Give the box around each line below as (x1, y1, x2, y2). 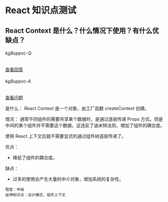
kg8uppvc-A (5, 78, 31, 84)
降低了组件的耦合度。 (12, 155, 57, 161)
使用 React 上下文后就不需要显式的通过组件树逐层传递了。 (5, 133, 127, 139)
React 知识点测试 (5, 5, 77, 16)
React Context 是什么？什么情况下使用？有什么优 (5, 26, 159, 35)
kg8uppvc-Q (5, 50, 32, 56)
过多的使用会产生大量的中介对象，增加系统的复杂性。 (12, 176, 124, 182)
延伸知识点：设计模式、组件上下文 (5, 192, 66, 197)
